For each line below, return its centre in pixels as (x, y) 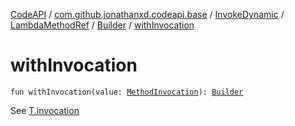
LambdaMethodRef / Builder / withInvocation (102, 25)
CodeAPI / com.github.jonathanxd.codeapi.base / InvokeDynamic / (147, 14)
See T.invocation (45, 110)
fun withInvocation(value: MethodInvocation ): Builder (127, 92)
